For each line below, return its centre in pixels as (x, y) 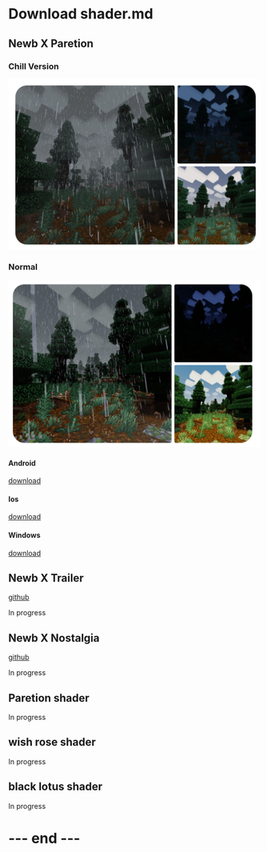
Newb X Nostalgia (54, 638)
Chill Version (34, 66)
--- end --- (44, 838)
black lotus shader (56, 787)
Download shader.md (81, 14)
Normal (23, 267)
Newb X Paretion (51, 44)
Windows (24, 535)
